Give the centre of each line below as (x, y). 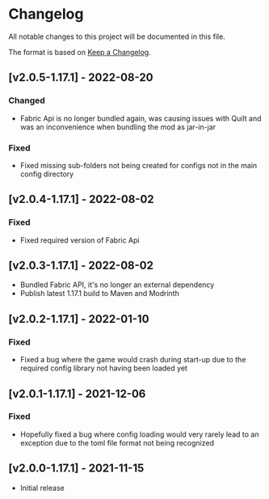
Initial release (42, 488)
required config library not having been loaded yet (104, 368)
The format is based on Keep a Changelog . (80, 52)
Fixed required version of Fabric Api (80, 240)
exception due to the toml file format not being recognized (117, 442)
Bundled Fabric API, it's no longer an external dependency (117, 285)
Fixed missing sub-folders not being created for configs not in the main (139, 165)
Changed (27, 100)
